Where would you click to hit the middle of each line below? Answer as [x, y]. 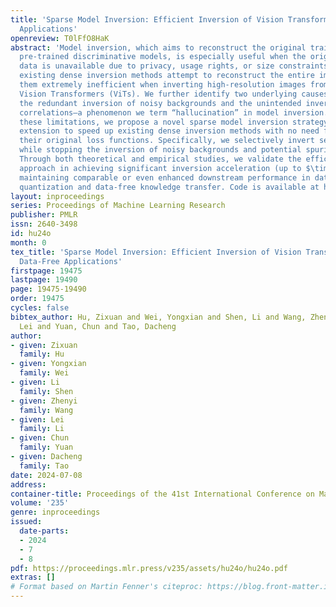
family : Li [42, 429]
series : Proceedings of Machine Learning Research [118, 206]
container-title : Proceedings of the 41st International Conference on [162, 494]
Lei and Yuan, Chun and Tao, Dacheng [98, 326]
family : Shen [46, 391]
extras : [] [33, 577]
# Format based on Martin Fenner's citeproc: [106, 587]
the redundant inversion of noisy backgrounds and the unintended [160, 103]
